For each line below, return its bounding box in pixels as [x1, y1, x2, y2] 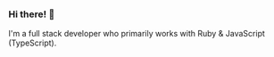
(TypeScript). [8, 37, 57, 48]
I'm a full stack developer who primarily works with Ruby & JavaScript [8, 28, 265, 39]
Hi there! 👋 [8, 8, 55, 20]
